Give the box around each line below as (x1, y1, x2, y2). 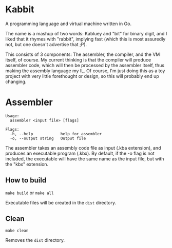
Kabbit (5, 4, 34, 15)
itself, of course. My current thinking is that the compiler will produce (5, 56, 151, 63)
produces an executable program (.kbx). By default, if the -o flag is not (5, 150, 155, 156)
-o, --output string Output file (10, 136, 86, 141)
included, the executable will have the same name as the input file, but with (5, 155, 164, 162)
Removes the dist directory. (5, 237, 65, 243)
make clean (5, 228, 29, 233)
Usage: (5, 113, 20, 118)
